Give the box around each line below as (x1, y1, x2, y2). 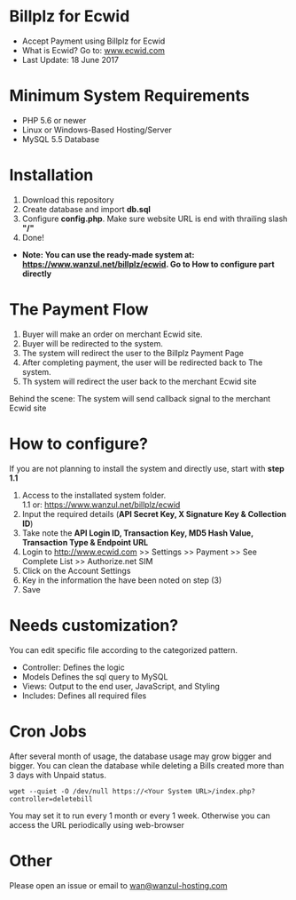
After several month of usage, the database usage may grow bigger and (9, 751, 272, 761)
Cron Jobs (9, 721, 87, 741)
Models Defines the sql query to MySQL (21, 671, 168, 681)
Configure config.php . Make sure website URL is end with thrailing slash (21, 213, 288, 224)
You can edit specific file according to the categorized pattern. (9, 644, 238, 655)
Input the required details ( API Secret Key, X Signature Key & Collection (21, 508, 287, 519)
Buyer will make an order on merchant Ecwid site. (21, 329, 203, 339)
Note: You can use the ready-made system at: (21, 249, 195, 259)
